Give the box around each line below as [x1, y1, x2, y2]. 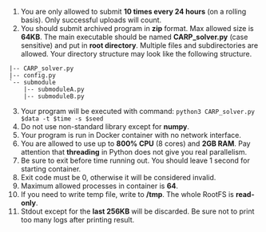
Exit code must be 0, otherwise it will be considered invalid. [20, 173, 216, 182]
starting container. [20, 164, 81, 174]
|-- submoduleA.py [23, 85, 85, 93]
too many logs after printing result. [20, 215, 135, 224]
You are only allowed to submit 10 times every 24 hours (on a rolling [20, 7, 247, 16]
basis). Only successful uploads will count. [20, 15, 162, 25]
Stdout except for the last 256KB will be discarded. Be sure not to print [20, 206, 255, 216]
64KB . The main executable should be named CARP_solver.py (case [20, 32, 248, 41]
